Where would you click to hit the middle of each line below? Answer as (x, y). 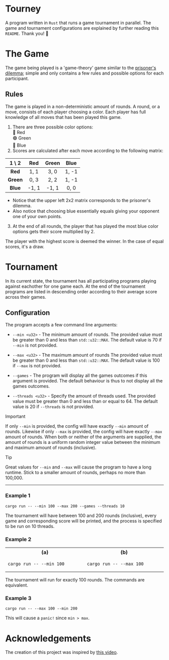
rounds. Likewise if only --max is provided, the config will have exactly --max (84, 432)
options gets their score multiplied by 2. (54, 231)
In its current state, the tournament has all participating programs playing (81, 281)
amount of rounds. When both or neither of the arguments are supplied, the (83, 437)
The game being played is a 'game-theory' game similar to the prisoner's (81, 68)
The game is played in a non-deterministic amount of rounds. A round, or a (82, 106)
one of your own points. (37, 216)
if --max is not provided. (37, 366)
